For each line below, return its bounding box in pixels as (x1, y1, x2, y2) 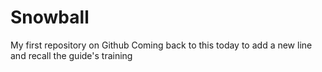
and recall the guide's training (10, 49, 133, 61)
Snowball (10, 6, 90, 29)
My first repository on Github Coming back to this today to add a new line (10, 39, 313, 51)
